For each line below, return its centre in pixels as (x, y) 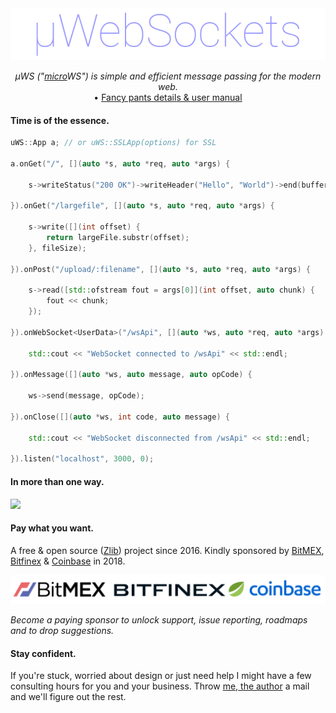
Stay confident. (43, 653)
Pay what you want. (52, 528)
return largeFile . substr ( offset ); (118, 238)
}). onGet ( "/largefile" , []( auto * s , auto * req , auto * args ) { (142, 206)
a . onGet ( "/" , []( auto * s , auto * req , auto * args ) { (120, 163)
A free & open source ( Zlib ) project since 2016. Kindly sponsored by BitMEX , (167, 550)
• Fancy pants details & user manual (168, 97)
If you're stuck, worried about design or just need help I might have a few (161, 676)
